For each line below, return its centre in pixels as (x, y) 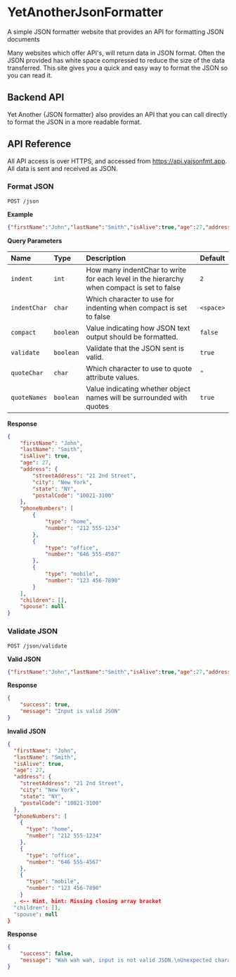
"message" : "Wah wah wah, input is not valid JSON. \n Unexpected (116, 960)
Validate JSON (33, 631)
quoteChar (27, 373)
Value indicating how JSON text (138, 328)
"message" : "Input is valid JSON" (70, 712)
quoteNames (29, 397)
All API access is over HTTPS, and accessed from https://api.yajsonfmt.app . (117, 161)
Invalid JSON (27, 731)
